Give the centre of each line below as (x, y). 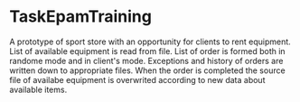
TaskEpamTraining (80, 17)
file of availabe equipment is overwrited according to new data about (137, 79)
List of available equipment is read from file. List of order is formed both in (148, 51)
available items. (38, 89)
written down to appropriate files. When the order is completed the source (148, 70)
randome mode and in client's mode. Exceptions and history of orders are (146, 60)
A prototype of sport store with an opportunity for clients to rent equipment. (150, 42)
